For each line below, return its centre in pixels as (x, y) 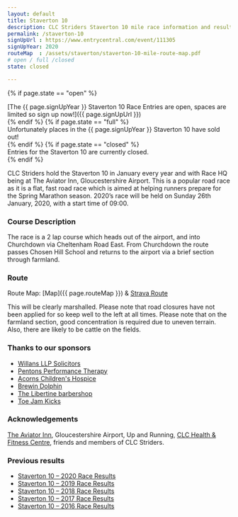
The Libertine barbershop (55, 393)
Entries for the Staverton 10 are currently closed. (78, 152)
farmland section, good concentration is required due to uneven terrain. (112, 322)
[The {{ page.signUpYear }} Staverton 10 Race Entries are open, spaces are (117, 106)
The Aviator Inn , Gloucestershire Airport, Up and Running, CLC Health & (112, 434)
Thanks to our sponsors (49, 348)
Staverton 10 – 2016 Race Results (66, 506)
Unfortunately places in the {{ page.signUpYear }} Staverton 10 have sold (114, 129)
